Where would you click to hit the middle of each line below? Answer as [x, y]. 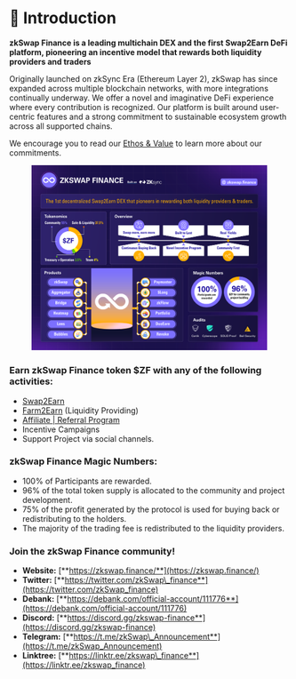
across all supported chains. [61, 126]
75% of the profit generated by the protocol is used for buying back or [151, 509]
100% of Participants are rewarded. [87, 481]
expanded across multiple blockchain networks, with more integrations [139, 88]
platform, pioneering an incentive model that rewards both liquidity [136, 52]
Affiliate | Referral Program [71, 419]
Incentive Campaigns [61, 429]
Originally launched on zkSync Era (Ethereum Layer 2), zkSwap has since [144, 78]
